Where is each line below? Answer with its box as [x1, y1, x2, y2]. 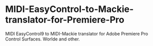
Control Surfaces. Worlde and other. [5, 36, 80, 42]
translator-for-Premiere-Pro [5, 14, 125, 25]
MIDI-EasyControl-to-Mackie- [5, 3, 134, 15]
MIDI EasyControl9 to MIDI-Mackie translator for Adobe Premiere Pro [5, 30, 148, 36]
